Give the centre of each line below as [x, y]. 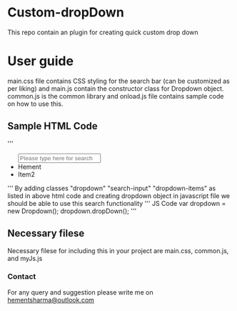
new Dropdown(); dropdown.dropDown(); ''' [72, 211]
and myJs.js [25, 258]
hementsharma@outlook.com [51, 300]
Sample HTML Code [52, 126]
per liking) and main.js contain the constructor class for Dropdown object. [116, 88]
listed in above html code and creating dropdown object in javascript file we [119, 196]
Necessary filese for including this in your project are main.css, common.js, [118, 250]
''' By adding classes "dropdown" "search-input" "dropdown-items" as [112, 188]
